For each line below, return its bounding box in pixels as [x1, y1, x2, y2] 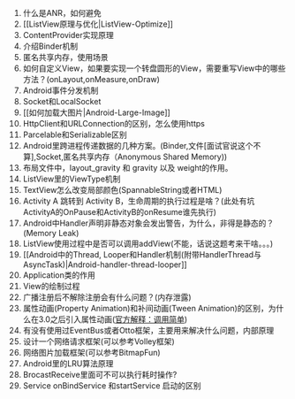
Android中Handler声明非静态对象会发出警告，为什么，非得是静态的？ [22, 218, 275, 228]
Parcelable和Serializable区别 [22, 129, 127, 140]
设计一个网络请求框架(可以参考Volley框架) [22, 336, 175, 347]
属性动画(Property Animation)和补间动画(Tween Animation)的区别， [22, 303, 269, 313]
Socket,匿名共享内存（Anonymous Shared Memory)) [35, 151, 228, 162]
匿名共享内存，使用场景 [22, 52, 109, 62]
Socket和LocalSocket [22, 96, 102, 106]
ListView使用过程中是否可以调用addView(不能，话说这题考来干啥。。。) [22, 238, 273, 249]
